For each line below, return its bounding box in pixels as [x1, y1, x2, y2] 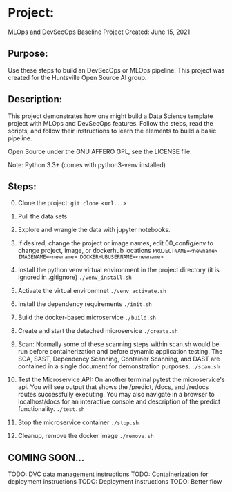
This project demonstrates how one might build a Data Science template [8, 112, 213, 120]
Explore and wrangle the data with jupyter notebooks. [17, 226, 171, 234]
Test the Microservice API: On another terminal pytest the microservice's [17, 375, 225, 384]
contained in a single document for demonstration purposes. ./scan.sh [17, 362, 220, 370]
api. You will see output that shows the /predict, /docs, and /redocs [17, 383, 209, 391]
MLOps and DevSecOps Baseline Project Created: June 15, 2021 [8, 28, 191, 36]
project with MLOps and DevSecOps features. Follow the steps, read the [8, 119, 213, 127]
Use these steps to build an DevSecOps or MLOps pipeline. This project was [8, 66, 225, 74]
